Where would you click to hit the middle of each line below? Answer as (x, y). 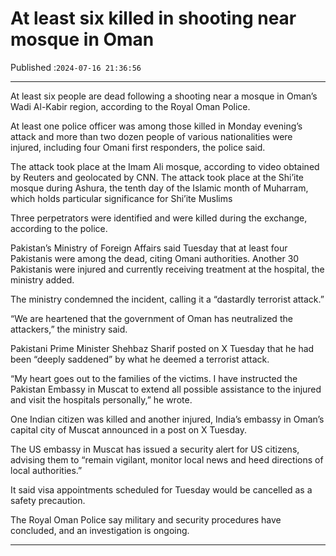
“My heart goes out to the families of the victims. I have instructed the (154, 378)
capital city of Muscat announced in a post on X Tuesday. (128, 429)
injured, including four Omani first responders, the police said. (138, 147)
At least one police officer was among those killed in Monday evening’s (156, 126)
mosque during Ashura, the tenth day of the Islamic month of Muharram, (159, 188)
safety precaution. (48, 500)
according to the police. (59, 228)
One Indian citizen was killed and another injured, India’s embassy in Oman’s (167, 419)
